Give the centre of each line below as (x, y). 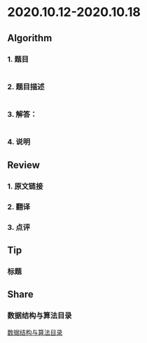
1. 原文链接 (25, 186)
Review (24, 165)
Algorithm (30, 38)
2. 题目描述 (26, 87)
